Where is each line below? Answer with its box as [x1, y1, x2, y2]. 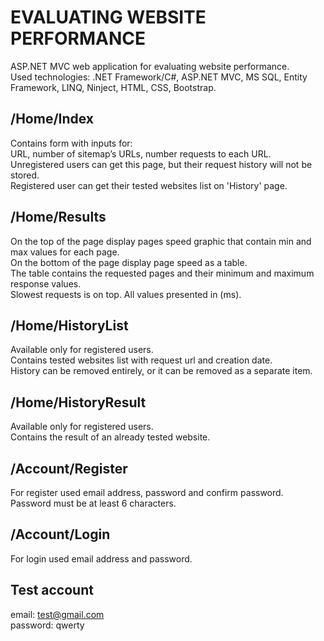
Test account [10, 582, 94, 599]
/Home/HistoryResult [10, 394, 147, 411]
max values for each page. [10, 246, 120, 258]
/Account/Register [10, 460, 128, 477]
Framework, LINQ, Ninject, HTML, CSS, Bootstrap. [10, 81, 217, 93]
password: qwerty [10, 619, 85, 631]
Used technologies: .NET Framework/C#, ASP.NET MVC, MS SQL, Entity [10, 71, 308, 83]
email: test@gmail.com [10, 608, 105, 620]
